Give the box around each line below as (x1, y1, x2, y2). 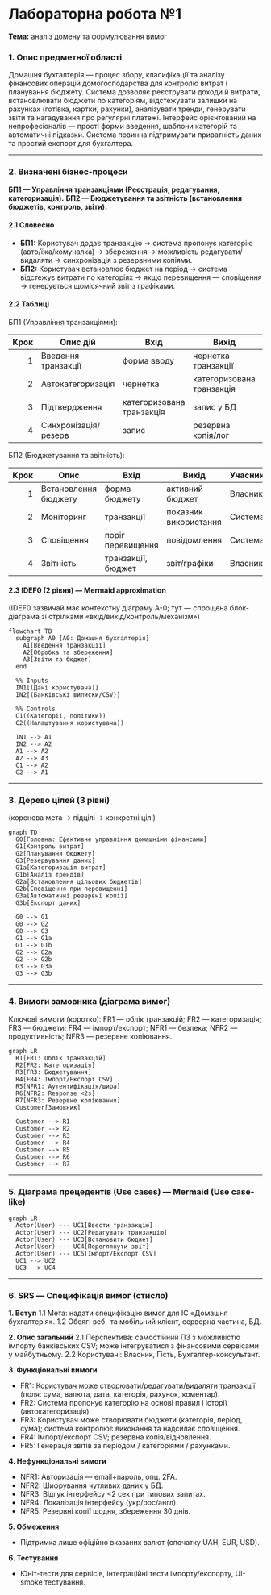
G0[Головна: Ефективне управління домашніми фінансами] (15, 835, 207, 843)
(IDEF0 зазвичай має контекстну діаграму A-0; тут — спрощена (8, 603, 228, 613)
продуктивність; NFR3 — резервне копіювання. (8, 1031, 173, 1041)
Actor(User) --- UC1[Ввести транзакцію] (15, 1222, 153, 1230)
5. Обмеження (8, 1522, 60, 1532)
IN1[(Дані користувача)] (15, 684, 99, 692)
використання (166, 516, 222, 527)
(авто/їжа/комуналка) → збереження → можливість (19, 247, 199, 256)
